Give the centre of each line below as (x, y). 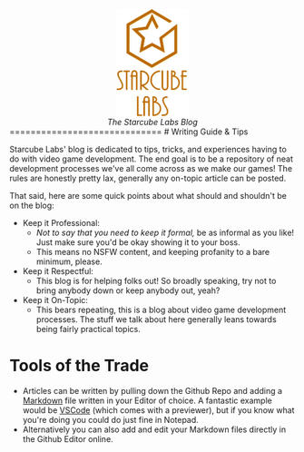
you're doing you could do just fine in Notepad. (111, 419)
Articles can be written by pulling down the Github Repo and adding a (152, 390)
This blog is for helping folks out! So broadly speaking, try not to (156, 280)
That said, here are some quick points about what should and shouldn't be (148, 195)
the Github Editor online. (68, 438)
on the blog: (32, 205)
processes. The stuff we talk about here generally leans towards (156, 319)
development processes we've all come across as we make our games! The (151, 168)
